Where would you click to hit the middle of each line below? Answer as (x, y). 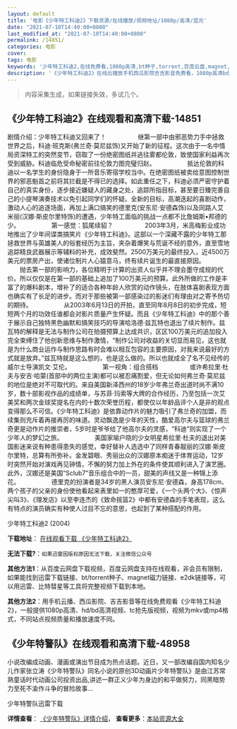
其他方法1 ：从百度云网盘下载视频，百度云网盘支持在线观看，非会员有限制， (117, 569)
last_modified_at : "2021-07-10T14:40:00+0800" (77, 34)
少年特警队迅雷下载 (35, 704)
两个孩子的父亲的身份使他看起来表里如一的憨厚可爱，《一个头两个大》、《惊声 (117, 491)
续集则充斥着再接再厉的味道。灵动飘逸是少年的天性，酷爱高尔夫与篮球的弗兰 (119, 420)
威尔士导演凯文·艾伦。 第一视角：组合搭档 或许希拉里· (115, 367)
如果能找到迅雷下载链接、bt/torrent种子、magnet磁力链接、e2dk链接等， (114, 578)
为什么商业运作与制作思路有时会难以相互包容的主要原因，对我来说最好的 (118, 349)
